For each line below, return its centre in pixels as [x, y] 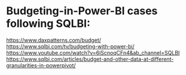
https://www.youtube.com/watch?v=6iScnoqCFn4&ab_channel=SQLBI [93, 52]
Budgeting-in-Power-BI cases [82, 11]
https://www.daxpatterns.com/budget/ [54, 40]
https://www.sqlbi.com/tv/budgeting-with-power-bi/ [70, 46]
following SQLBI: [48, 24]
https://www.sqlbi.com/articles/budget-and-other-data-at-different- [90, 59]
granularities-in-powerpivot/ [41, 65]
